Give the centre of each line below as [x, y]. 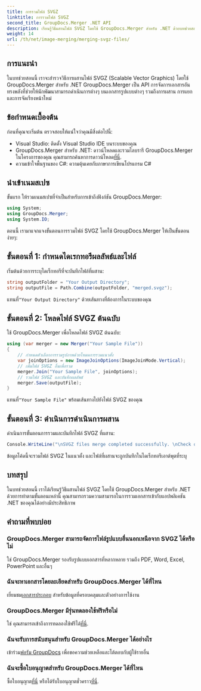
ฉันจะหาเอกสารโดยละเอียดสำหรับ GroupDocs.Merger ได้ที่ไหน [84, 582]
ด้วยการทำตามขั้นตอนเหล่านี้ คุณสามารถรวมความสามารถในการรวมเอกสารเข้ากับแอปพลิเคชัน [96, 496]
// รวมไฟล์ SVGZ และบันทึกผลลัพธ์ [50, 377]
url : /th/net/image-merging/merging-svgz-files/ [68, 39]
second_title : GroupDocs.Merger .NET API [59, 23]
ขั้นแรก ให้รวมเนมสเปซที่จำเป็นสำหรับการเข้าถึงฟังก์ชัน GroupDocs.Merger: [84, 197]
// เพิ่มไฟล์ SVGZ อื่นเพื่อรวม [45, 366]
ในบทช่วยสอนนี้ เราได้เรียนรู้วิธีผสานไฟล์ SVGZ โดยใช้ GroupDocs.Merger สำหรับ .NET [99, 489]
